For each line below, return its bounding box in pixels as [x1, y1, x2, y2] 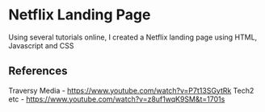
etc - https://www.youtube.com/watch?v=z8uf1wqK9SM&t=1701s [8, 94, 225, 104]
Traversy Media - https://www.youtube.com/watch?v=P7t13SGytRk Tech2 [8, 85, 254, 95]
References [8, 64, 68, 78]
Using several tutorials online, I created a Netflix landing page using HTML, [8, 32, 258, 42]
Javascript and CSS [8, 40, 74, 50]
